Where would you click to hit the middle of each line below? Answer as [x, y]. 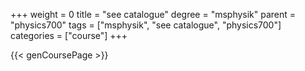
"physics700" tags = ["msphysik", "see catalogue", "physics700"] [146, 25]
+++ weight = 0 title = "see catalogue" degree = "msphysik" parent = [153, 14]
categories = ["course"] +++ [69, 35]
